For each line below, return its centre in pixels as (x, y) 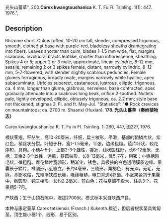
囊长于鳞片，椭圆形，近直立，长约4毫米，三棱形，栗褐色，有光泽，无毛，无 (83, 168)
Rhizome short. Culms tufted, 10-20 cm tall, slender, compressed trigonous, (83, 40)
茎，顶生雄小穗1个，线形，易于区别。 (43, 214)
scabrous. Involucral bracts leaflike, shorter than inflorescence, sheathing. (81, 56)
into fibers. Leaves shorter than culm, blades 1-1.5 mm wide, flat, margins (80, 51)
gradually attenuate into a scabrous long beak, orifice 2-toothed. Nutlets (79, 93)
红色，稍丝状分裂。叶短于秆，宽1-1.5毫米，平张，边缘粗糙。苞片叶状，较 (80, 143)
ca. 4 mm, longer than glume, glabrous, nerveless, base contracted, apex (80, 88)
